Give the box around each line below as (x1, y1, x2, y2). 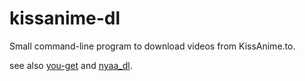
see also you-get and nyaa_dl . (9, 59, 133, 71)
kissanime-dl (9, 7, 121, 30)
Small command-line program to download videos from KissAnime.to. (9, 40, 296, 52)
